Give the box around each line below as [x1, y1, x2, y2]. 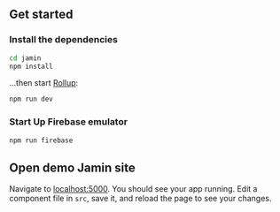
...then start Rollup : [9, 78, 79, 88]
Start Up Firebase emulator [9, 116, 128, 128]
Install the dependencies [9, 34, 118, 46]
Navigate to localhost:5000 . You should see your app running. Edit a [9, 184, 258, 194]
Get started [9, 7, 74, 22]
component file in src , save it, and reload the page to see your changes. [9, 193, 272, 204]
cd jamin [9, 53, 42, 63]
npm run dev [9, 95, 53, 104]
